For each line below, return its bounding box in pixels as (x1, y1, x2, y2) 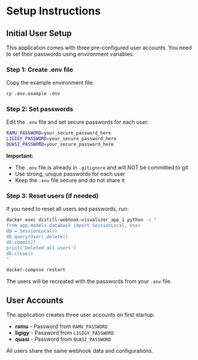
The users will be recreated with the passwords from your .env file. (6, 278, 172, 285)
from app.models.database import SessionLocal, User (6, 222, 141, 229)
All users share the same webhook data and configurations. (6, 347, 154, 355)
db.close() (6, 251, 34, 257)
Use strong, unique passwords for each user (14, 170, 125, 178)
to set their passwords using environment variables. (6, 50, 134, 58)
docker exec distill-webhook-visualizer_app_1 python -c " (6, 217, 157, 223)
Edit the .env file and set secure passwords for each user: (6, 118, 149, 126)
